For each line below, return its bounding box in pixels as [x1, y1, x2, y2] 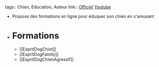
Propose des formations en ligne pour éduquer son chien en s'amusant [12, 13, 154, 19]
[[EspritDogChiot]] [19, 46, 56, 52]
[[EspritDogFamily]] [19, 51, 59, 57]
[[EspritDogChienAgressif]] [19, 56, 74, 62]
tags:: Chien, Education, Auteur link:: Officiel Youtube [5, 4, 111, 10]
